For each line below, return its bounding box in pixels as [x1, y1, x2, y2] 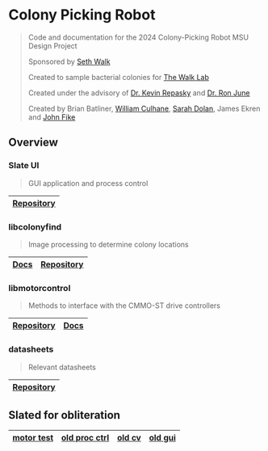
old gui [149, 432, 176, 444]
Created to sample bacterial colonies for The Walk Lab [27, 72, 210, 82]
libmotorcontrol [8, 282, 71, 293]
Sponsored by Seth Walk [27, 57, 111, 66]
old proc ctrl [61, 432, 110, 444]
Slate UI [8, 160, 40, 171]
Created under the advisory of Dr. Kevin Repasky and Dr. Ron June [27, 87, 250, 98]
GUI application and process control [27, 178, 149, 188]
